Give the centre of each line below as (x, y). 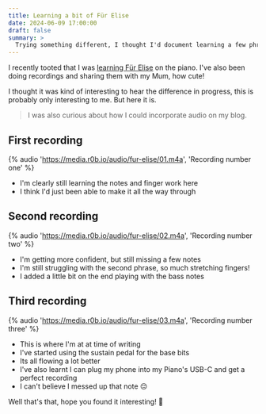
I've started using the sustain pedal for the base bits (104, 352)
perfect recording (48, 378)
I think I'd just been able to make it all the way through (108, 191)
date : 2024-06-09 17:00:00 (53, 23)
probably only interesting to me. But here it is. (82, 100)
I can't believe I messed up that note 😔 (84, 386)
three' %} (24, 328)
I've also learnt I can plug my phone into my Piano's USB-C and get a (132, 369)
